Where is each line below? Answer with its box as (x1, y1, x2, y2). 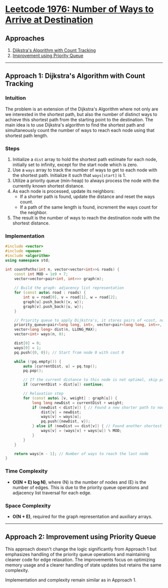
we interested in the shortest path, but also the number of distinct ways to (5, 111, 157, 117)
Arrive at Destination (5, 14, 93, 25)
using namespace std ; (5, 257, 50, 263)
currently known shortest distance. (12, 182, 85, 188)
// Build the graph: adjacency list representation (14, 285, 124, 290)
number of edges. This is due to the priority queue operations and (12, 484, 148, 490)
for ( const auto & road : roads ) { (14, 290, 86, 295)
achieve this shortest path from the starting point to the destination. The (5, 116, 153, 122)
